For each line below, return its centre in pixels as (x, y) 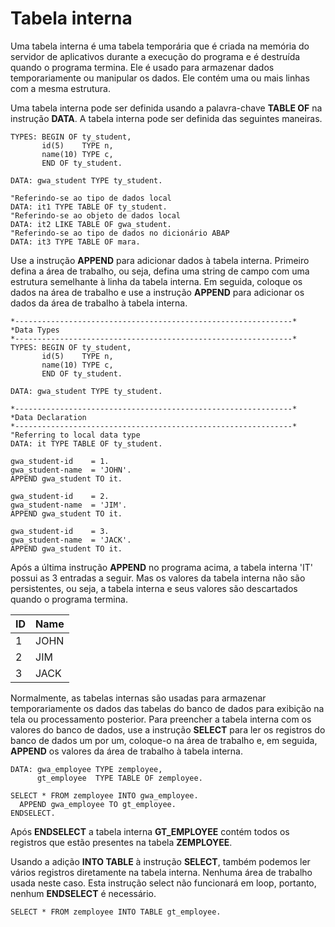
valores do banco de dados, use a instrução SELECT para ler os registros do (168, 729)
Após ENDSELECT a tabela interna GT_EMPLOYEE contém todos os (150, 831)
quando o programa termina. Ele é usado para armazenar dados (142, 67)
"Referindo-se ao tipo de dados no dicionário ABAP (120, 233)
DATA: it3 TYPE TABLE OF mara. (75, 242)
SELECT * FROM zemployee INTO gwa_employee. (104, 795)
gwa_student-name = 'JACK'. (71, 540)
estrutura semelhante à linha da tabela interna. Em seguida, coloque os (156, 281)
